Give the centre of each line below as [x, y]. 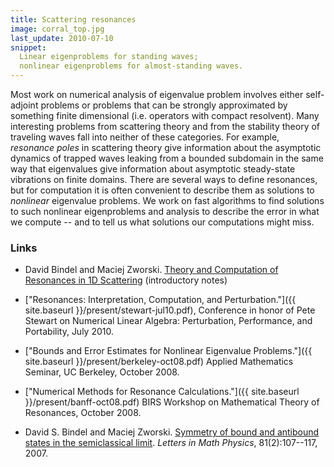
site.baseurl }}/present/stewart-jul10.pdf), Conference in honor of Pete [170, 310]
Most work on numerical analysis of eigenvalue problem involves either [157, 94]
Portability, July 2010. [69, 332]
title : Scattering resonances [73, 19]
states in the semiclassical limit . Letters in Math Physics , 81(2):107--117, [171, 443]
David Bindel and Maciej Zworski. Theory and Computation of [151, 270]
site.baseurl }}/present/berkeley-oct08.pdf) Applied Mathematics [159, 362]
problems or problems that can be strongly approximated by [164, 105]
